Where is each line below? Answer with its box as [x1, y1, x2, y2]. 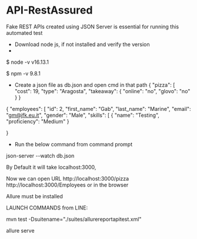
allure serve [6, 227, 35, 234]
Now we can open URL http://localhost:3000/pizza [6, 175, 129, 182]
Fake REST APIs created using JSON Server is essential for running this [6, 23, 179, 30]
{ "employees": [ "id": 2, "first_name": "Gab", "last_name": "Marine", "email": [6, 105, 191, 112]
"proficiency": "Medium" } [6, 117, 69, 125]
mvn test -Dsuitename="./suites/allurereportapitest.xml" [6, 215, 142, 222]
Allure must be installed [6, 192, 64, 199]
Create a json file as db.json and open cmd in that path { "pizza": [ [14, 81, 175, 89]
